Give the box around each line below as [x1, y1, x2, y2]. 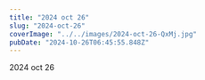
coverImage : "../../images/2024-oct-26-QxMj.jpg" [9, 29, 198, 38]
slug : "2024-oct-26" [9, 21, 86, 30]
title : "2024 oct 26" [9, 12, 90, 22]
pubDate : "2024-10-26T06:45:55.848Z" [9, 37, 150, 47]
